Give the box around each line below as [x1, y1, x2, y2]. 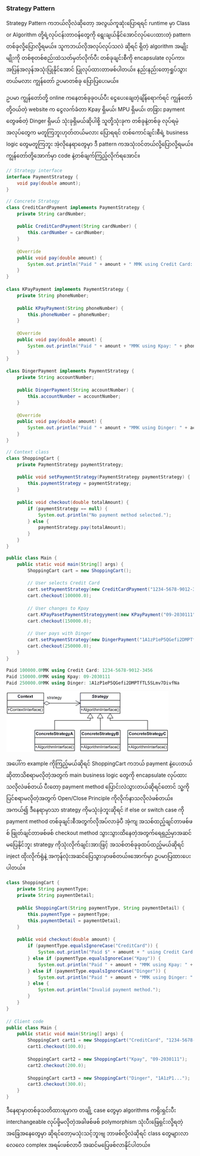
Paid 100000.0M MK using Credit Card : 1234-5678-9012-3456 [6, 667, 153, 673]
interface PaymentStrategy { [6, 174, 79, 180]
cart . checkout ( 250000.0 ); [27, 643, 92, 649]
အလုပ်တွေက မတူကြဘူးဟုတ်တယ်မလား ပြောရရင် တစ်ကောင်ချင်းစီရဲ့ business [6, 129, 189, 136]
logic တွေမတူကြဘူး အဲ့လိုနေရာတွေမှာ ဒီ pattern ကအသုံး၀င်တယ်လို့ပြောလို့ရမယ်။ [6, 140, 193, 147]
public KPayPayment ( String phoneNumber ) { [17, 305, 124, 311]
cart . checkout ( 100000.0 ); [27, 593, 92, 599]
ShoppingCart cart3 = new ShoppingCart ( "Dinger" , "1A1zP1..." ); [27, 1075, 190, 1081]
